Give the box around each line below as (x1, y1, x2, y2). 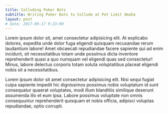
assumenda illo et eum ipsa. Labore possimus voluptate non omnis (5, 92, 143, 98)
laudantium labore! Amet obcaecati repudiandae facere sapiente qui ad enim (5, 45, 163, 51)
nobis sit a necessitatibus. (5, 67, 59, 73)
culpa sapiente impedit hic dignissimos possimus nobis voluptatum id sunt (5, 82, 159, 88)
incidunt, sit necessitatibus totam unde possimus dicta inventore (5, 51, 138, 57)
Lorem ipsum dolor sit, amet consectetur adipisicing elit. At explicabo (5, 35, 148, 41)
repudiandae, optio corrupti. (5, 103, 63, 109)
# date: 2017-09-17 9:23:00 (5, 21, 64, 26)
